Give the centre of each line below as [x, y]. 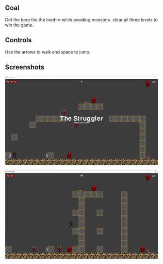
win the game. [19, 25]
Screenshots [25, 67]
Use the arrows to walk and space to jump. [48, 52]
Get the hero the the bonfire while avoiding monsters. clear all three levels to [81, 19]
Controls [18, 40]
